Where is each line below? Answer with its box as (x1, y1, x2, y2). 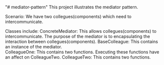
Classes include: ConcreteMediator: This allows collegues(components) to (5, 28, 157, 34)
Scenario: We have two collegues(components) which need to (5, 14, 132, 19)
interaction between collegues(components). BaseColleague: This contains (5, 39, 158, 44)
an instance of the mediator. (5, 44, 62, 49)
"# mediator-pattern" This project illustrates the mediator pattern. (5, 4, 138, 10)
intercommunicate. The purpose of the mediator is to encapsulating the (5, 34, 150, 39)
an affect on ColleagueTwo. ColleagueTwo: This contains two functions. (5, 54, 151, 60)
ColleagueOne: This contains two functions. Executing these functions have (5, 49, 160, 55)
